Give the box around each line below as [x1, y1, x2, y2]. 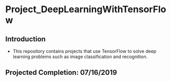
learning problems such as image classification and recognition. [12, 53, 148, 60]
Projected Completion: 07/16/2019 [5, 68, 117, 77]
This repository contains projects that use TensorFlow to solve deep [12, 48, 157, 54]
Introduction [5, 35, 46, 43]
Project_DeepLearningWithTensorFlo [5, 4, 166, 15]
